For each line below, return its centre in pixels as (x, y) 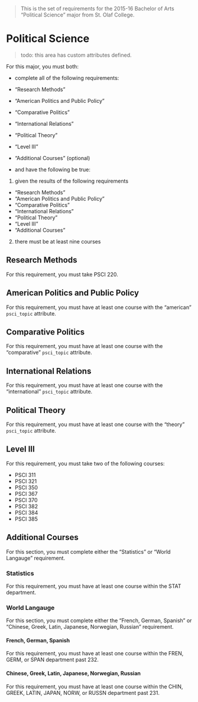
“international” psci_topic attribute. (49, 392)
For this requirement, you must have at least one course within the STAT (94, 586)
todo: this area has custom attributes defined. (76, 55)
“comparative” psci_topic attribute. (49, 352)
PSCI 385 (26, 519)
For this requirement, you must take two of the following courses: (85, 463)
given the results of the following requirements (72, 181)
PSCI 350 (26, 487)
